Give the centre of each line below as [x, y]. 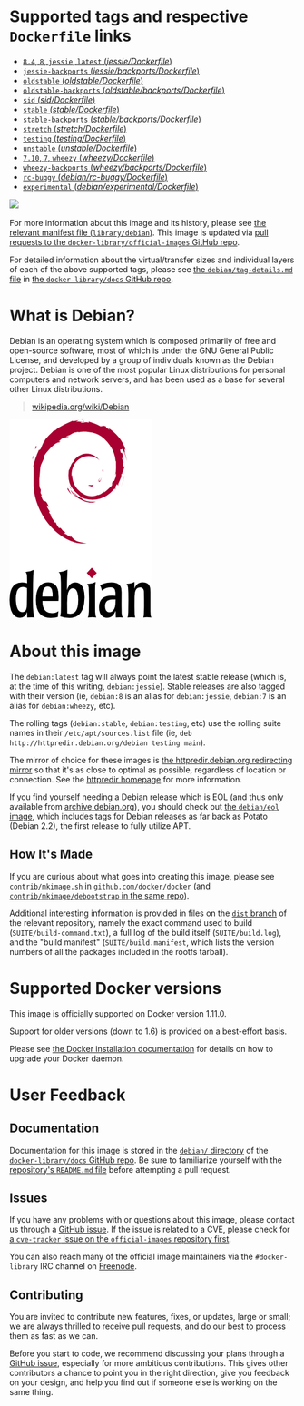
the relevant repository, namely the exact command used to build [131, 922]
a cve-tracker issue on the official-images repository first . [120, 1239]
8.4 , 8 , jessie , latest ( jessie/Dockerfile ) [97, 61]
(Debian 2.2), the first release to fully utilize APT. [100, 826]
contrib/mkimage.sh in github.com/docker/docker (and [110, 886]
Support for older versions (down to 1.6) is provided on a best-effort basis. [148, 1031]
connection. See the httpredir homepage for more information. [126, 779]
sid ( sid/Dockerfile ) [59, 99]
